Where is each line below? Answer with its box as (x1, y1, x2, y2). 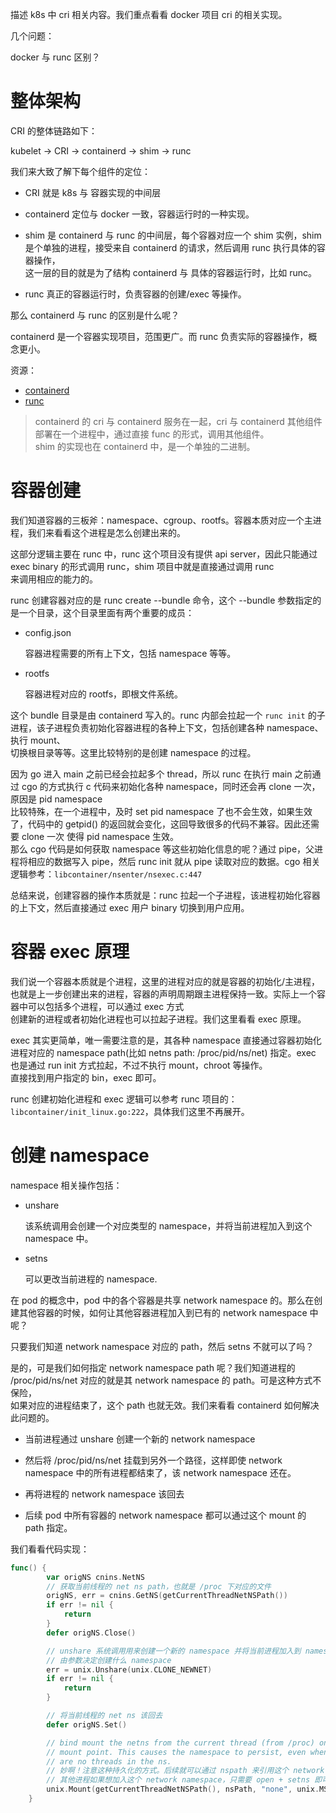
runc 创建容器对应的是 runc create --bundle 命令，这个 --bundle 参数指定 (10, 594, 313, 606)
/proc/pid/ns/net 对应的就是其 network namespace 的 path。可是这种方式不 (10, 1374, 322, 1386)
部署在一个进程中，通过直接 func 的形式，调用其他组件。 (34, 428, 270, 440)
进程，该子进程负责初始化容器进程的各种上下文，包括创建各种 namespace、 (10, 721, 324, 733)
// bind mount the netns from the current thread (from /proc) (46, 1738, 315, 1748)
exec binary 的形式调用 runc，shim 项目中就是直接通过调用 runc (10, 560, 275, 572)
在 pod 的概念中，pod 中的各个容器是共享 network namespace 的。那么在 (10, 1294, 315, 1306)
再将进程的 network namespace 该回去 (24, 1488, 185, 1500)
